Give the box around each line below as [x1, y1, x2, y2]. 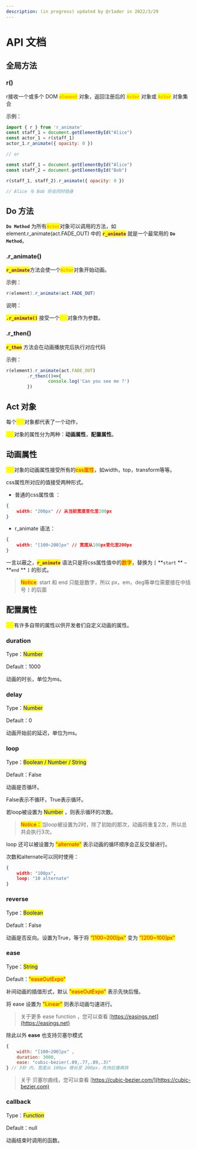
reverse [6, 895, 29, 903]
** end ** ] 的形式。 [6, 566, 52, 573]
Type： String [6, 963, 38, 970]
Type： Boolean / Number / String [6, 759, 87, 766]
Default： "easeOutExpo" [6, 975, 66, 983]
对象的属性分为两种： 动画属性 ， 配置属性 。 [13, 430, 117, 437]
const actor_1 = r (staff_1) [6, 135, 75, 141]
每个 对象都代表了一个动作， [6, 418, 81, 425]
